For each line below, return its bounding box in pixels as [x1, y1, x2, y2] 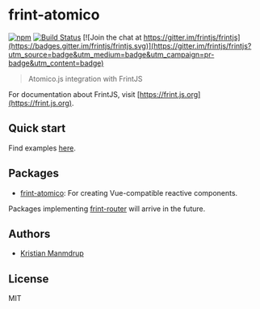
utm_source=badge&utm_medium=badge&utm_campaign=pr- [8, 49, 215, 59]
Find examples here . [8, 143, 77, 153]
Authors [8, 226, 51, 240]
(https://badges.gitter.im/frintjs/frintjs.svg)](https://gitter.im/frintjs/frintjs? [8, 40, 252, 50]
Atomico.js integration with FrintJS [27, 74, 143, 83]
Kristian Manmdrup [19, 248, 85, 258]
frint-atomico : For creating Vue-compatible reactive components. [19, 188, 238, 197]
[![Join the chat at [82, 32, 142, 42]
